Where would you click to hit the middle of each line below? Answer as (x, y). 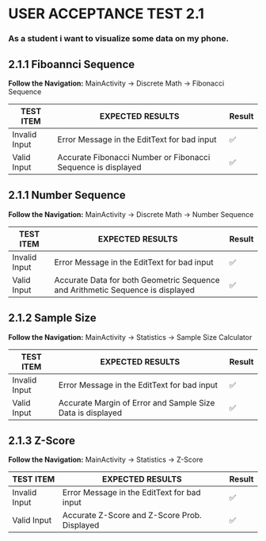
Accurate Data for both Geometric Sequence (137, 280)
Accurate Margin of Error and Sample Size (137, 402)
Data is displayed (90, 413)
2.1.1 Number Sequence (67, 195)
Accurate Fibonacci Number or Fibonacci (134, 157)
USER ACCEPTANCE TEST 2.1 (106, 14)
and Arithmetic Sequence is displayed (125, 290)
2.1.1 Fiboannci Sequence (72, 64)
